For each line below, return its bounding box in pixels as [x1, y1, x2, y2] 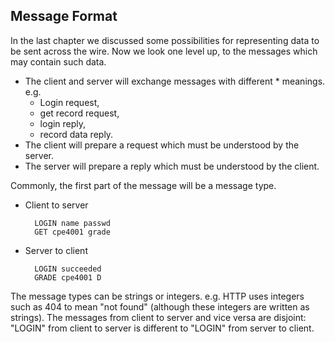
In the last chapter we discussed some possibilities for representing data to [10, 34, 320, 46]
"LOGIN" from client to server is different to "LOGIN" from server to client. [10, 322, 315, 334]
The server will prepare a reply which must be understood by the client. [24, 160, 320, 172]
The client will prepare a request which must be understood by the [24, 139, 300, 151]
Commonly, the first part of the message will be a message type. [10, 179, 277, 191]
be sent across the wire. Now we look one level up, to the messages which [10, 45, 318, 57]
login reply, [39, 117, 87, 129]
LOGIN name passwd [34, 218, 111, 228]
